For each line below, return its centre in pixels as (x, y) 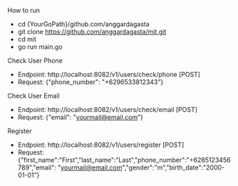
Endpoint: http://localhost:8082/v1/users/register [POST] (101, 145)
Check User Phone (35, 61)
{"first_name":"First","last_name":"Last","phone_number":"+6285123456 (124, 160)
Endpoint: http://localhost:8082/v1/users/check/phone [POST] (109, 74)
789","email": (37, 167)
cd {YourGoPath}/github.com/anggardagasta (83, 24)
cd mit (27, 39)
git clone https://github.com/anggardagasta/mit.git (92, 32)
